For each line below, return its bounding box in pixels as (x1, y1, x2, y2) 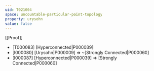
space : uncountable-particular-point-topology (5, 12, 103, 17)
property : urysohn (5, 16, 43, 21)
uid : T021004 (5, 7, 32, 12)
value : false (5, 21, 32, 26)
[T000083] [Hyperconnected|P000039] (12, 44, 94, 50)
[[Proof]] (5, 35, 23, 41)
